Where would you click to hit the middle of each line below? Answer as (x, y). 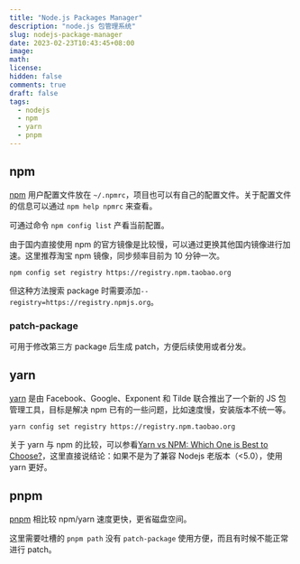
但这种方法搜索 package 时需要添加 (75, 291)
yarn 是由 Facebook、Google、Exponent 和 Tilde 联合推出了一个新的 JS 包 (148, 398)
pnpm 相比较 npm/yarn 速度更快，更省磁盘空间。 (100, 519)
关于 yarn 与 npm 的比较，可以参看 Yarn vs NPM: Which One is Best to (139, 444)
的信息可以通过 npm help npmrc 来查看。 (83, 206)
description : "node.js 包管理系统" (73, 26)
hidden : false (36, 77)
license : (26, 69)
